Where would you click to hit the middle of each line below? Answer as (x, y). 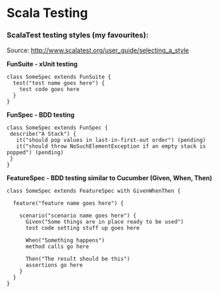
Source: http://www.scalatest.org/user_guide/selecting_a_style (98, 50)
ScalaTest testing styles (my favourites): (78, 35)
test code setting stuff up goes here (82, 228)
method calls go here (57, 247)
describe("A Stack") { (43, 134)
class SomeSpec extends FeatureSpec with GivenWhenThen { (94, 191)
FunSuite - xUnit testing (42, 64)
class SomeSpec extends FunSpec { (58, 128)
